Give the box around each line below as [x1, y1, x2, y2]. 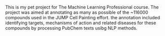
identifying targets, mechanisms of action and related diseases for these [5, 20, 156, 26]
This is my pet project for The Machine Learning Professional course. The [5, 4, 159, 10]
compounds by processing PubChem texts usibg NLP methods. [5, 25, 138, 31]
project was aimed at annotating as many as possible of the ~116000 [5, 9, 148, 15]
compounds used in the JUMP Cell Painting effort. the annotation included [5, 15, 160, 20]
